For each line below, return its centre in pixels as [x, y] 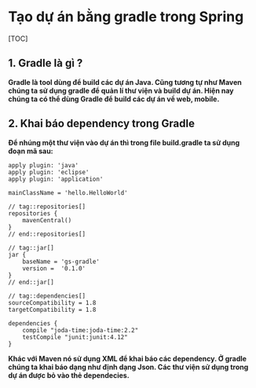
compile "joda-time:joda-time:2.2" [80, 330]
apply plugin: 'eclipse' [49, 172]
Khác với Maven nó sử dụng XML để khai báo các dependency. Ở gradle [128, 358]
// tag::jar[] [31, 247]
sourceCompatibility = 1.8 [52, 302]
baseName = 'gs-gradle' [61, 262]
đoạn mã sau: [31, 151]
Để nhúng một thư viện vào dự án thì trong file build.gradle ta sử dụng [124, 142]
